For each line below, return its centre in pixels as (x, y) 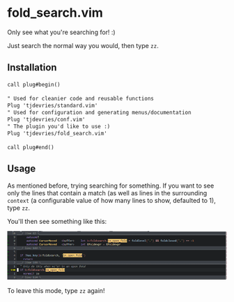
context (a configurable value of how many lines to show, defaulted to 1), (111, 200)
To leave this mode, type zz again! (56, 290)
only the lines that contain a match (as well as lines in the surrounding (107, 192)
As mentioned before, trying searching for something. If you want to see (111, 186)
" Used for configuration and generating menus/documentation (99, 112)
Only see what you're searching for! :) (62, 32)
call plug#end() (31, 147)
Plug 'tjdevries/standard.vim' (53, 105)
